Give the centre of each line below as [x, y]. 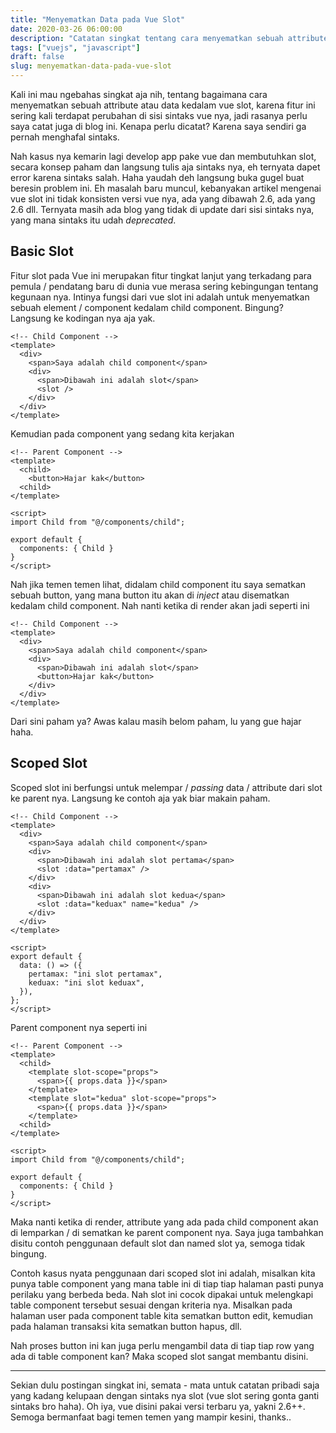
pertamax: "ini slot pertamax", [95, 974]
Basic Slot [42, 251]
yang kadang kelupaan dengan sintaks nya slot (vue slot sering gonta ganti [165, 1395]
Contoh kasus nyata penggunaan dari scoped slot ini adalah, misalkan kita [163, 1273]
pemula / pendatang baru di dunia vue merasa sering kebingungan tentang [164, 286]
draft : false [37, 57]
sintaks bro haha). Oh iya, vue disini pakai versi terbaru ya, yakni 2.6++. [158, 1406]
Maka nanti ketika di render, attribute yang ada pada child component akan [164, 1222]
